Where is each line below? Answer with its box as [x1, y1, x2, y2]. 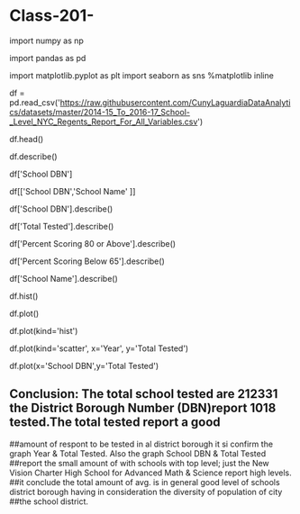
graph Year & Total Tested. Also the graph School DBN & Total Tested [9, 447, 267, 459]
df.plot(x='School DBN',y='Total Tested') [9, 360, 159, 371]
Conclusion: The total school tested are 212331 [9, 386, 278, 401]
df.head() [9, 133, 44, 144]
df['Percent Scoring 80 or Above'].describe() [9, 238, 177, 248]
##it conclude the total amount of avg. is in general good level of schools [9, 476, 281, 487]
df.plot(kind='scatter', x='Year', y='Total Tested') [9, 343, 189, 354]
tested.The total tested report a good [9, 415, 221, 430]
